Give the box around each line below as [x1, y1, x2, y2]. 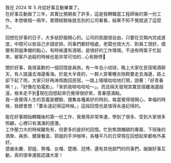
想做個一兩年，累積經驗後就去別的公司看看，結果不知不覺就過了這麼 [18, 17, 161, 23]
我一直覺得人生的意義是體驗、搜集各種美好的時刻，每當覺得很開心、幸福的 [5, 97, 161, 102]
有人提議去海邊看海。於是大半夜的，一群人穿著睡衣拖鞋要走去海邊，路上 [14, 71, 166, 77]
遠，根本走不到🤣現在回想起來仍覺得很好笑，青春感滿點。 [5, 90, 125, 96]
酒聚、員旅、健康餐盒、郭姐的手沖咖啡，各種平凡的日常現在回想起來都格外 [5, 133, 161, 139]
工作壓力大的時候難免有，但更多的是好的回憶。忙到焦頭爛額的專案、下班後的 [5, 127, 166, 132]
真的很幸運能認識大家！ [14, 152, 64, 158]
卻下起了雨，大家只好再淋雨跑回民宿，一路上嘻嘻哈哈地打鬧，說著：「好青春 [5, 77, 164, 83]
